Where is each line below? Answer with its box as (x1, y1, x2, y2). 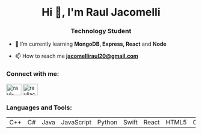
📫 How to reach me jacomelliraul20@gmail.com (14, 52, 138, 59)
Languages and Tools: (6, 103, 72, 112)
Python (97, 118, 118, 127)
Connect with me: (6, 70, 60, 78)
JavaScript (61, 118, 92, 127)
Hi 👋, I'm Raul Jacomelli (41, 5, 161, 19)
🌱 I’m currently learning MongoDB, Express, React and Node (14, 40, 167, 47)
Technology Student (70, 27, 132, 35)
